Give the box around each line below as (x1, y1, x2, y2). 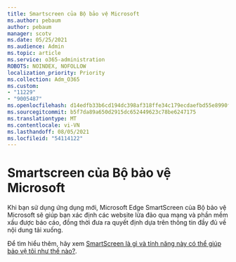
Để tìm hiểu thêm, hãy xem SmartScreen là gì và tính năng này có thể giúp (7, 239, 221, 248)
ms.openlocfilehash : (7, 102, 68, 109)
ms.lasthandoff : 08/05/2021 (7, 128, 90, 135)
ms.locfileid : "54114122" (7, 135, 83, 142)
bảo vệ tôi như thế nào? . (7, 247, 77, 256)
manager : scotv (7, 30, 52, 37)
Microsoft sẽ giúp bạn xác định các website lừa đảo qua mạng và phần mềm (7, 211, 228, 219)
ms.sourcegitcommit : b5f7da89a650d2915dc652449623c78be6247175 (7, 108, 197, 116)
